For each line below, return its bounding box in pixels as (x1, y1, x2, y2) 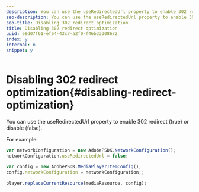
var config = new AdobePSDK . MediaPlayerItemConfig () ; (6, 164, 142, 170)
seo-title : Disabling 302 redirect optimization (6, 20, 129, 26)
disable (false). (6, 124, 43, 131)
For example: (6, 136, 38, 143)
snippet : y (6, 48, 33, 53)
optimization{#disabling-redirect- (6, 86, 176, 99)
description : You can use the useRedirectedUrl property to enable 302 (6, 8, 187, 15)
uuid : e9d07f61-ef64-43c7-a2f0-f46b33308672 (6, 31, 118, 37)
